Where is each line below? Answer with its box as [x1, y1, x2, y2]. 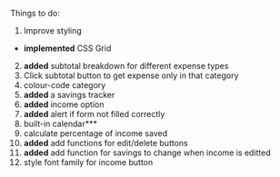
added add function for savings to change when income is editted [23, 147, 271, 158]
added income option [23, 99, 105, 110]
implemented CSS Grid [23, 43, 112, 54]
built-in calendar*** [23, 118, 98, 129]
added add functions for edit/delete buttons [23, 138, 189, 148]
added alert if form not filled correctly [23, 109, 165, 119]
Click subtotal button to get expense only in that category [23, 70, 239, 81]
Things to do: [10, 8, 60, 18]
